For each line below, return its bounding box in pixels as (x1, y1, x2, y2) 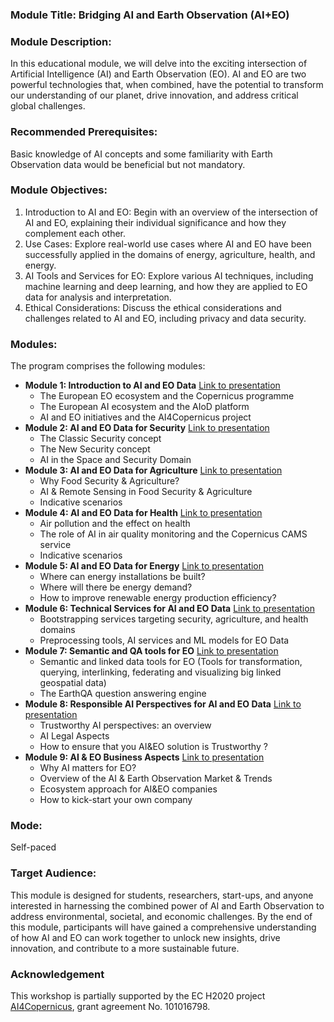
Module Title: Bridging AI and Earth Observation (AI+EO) (10, 8, 290, 22)
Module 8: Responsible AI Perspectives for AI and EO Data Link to (24, 698, 302, 710)
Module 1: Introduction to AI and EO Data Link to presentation (24, 379, 281, 392)
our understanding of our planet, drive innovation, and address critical (10, 89, 299, 102)
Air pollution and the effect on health (39, 518, 191, 530)
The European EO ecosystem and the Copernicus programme (39, 390, 295, 402)
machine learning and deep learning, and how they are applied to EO (24, 280, 308, 292)
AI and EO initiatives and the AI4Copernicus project (39, 411, 252, 423)
